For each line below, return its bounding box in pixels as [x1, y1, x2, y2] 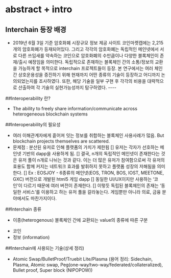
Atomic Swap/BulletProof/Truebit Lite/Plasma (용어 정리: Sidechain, [12, 256, 153, 262]
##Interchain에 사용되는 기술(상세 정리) [5, 245, 84, 251]
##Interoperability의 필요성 [5, 122, 61, 127]
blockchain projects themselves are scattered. [12, 138, 110, 144]
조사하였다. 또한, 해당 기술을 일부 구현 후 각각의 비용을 [39, 78, 146, 84]
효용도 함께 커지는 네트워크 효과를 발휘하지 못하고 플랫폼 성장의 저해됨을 [12, 164, 156, 169]
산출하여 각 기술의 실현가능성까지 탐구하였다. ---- [18, 84, 116, 90]
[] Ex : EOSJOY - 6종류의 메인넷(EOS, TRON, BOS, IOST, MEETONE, [23, 170, 164, 176]
